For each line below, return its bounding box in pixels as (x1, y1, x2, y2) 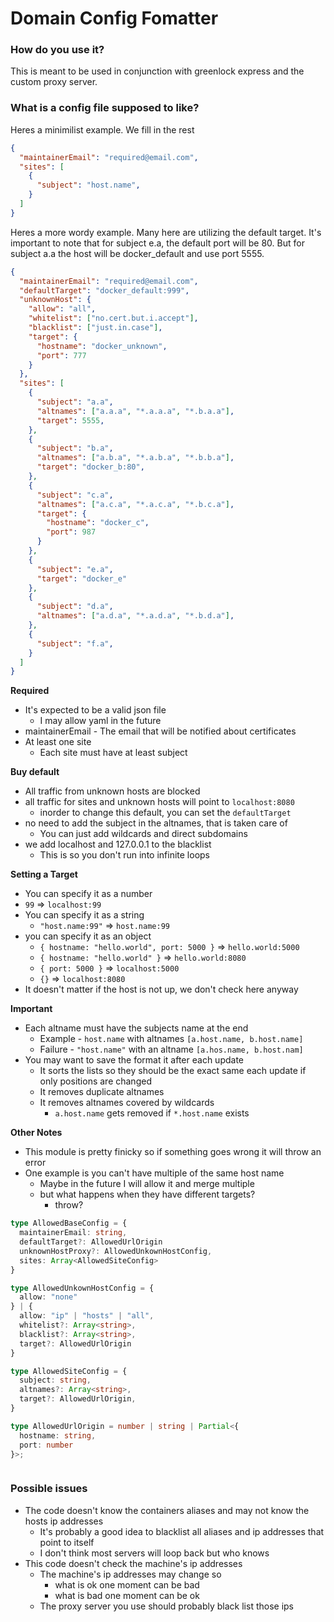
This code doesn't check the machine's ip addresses (24, 1557, 243, 1569)
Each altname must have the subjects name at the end (24, 1022, 249, 1034)
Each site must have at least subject (39, 747, 188, 759)
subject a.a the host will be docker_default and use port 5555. (10, 247, 265, 259)
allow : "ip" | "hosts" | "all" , (19, 1311, 155, 1321)
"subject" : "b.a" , (36, 443, 114, 454)
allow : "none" (19, 1292, 78, 1302)
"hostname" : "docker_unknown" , (36, 341, 168, 351)
